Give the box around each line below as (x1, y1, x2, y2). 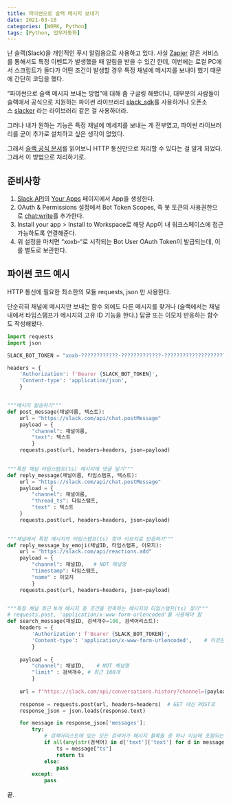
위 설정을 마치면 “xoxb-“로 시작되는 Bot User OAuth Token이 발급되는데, (16, 238, 214, 246)
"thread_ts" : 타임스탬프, (32, 498, 99, 505)
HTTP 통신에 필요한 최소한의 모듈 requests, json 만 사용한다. (7, 287, 171, 296)
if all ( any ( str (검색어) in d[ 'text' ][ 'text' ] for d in (43, 739, 201, 746)
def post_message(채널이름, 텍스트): (7, 408, 105, 415)
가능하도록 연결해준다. (16, 229, 77, 237)
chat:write (24, 212, 54, 220)
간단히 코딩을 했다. (14, 75, 64, 83)
